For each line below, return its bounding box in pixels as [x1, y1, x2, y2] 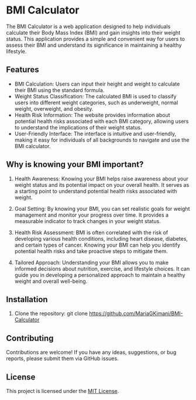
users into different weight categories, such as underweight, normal [14, 99, 178, 106]
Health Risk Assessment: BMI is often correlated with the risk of [14, 229, 169, 236]
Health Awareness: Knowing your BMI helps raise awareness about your [14, 175, 189, 182]
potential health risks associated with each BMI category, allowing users [14, 118, 189, 125]
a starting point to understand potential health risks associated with [14, 187, 177, 194]
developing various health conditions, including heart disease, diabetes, [14, 235, 188, 242]
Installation [6, 294, 48, 305]
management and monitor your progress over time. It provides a [14, 211, 169, 218]
